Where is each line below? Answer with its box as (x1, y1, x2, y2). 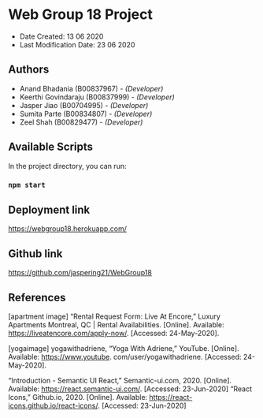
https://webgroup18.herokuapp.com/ (8, 224, 128, 233)
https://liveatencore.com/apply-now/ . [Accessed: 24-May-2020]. (8, 328, 220, 338)
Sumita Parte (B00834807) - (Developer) (19, 109, 153, 118)
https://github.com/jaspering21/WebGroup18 (8, 268, 152, 278)
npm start (8, 181, 46, 190)
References (8, 290, 66, 304)
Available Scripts (8, 140, 93, 154)
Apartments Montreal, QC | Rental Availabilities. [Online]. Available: (8, 319, 224, 329)
